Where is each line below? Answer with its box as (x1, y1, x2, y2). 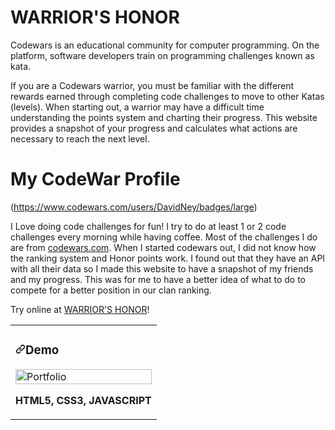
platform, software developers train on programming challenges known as (10, 49, 315, 61)
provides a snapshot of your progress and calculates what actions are (10, 122, 298, 134)
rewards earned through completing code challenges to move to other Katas (10, 90, 325, 102)
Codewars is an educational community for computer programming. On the (10, 39, 320, 51)
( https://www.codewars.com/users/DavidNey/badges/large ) (10, 201, 258, 213)
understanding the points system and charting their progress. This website (10, 111, 318, 123)
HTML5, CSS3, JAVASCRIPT (15, 393, 152, 407)
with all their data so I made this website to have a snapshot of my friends (10, 262, 314, 275)
